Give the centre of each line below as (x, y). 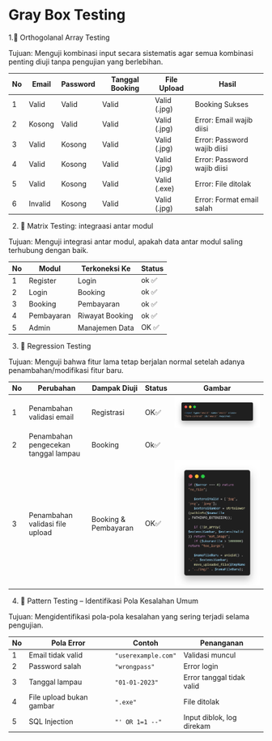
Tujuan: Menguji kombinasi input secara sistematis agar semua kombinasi (131, 53)
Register (42, 281)
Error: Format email (227, 199)
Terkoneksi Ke (106, 268)
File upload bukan (58, 697)
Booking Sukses (222, 105)
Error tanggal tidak (214, 678)
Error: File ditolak (223, 184)
